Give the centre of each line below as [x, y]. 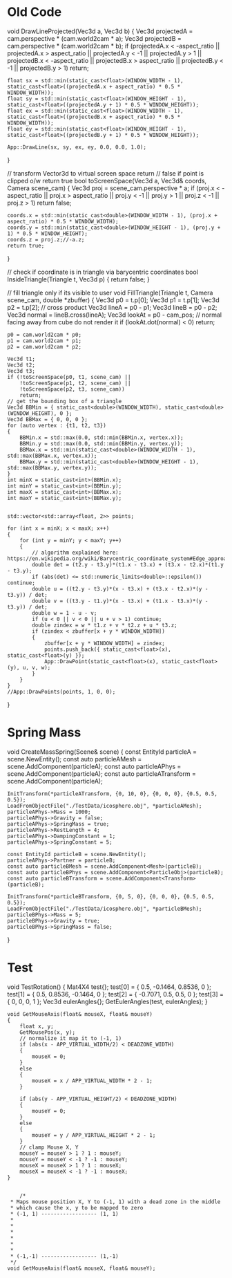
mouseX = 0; [49, 1056]
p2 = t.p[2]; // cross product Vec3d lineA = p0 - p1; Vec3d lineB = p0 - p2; [112, 307]
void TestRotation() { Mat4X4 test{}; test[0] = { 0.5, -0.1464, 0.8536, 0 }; [109, 987]
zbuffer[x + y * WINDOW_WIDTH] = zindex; [105, 643]
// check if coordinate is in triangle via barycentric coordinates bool [103, 272]
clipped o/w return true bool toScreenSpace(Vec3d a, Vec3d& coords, [107, 180]
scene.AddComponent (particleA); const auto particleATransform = [102, 774]
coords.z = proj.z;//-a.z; [46, 239]
